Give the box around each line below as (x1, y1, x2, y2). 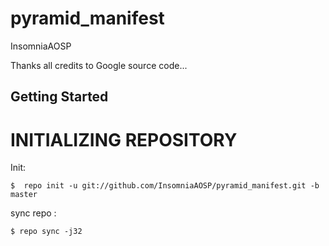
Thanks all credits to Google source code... (10, 59, 188, 71)
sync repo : (10, 207, 57, 219)
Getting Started (10, 88, 109, 106)
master (10, 190, 38, 200)
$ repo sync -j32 (10, 227, 83, 237)
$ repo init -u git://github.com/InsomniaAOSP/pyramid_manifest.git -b (10, 181, 320, 191)
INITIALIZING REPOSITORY (10, 128, 238, 151)
